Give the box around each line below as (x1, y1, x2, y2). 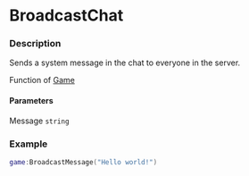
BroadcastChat (9, 5, 124, 26)
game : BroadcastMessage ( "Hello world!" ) (9, 157, 158, 166)
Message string (9, 115, 70, 126)
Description (9, 38, 62, 50)
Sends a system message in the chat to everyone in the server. (9, 57, 241, 68)
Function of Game (9, 75, 76, 86)
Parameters (9, 96, 54, 106)
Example (9, 138, 48, 150)
